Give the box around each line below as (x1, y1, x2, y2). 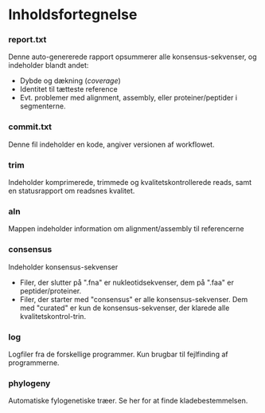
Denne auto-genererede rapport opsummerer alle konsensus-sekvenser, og (8, 52, 257, 61)
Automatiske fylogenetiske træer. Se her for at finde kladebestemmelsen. (8, 396, 248, 406)
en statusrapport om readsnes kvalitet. (8, 186, 135, 196)
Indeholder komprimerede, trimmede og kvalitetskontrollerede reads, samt (8, 178, 252, 187)
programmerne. (8, 357, 60, 368)
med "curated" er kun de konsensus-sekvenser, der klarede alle (19, 303, 230, 313)
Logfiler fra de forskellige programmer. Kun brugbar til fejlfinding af (8, 349, 228, 359)
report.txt (8, 34, 47, 45)
